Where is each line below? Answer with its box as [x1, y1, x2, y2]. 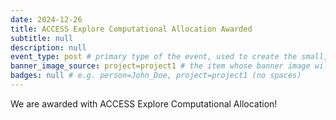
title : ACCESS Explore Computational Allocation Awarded [10, 24, 253, 34]
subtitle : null [10, 33, 74, 43]
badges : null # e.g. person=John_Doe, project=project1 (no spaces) [10, 71, 302, 81]
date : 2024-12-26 [10, 14, 83, 25]
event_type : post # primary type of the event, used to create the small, [10, 52, 329, 62]
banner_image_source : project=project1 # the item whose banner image [10, 61, 311, 71]
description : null [10, 42, 87, 53]
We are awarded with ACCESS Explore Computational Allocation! [10, 97, 278, 110]
